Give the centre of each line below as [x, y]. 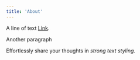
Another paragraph [29, 39]
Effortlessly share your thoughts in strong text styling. [71, 51]
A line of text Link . [28, 28]
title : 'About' [25, 11]
